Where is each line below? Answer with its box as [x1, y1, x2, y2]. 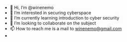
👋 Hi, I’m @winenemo [9, 5, 54, 10]
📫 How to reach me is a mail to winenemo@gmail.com [9, 26, 122, 31]
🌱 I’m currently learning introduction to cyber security [9, 15, 120, 21]
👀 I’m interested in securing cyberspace [9, 10, 92, 16]
